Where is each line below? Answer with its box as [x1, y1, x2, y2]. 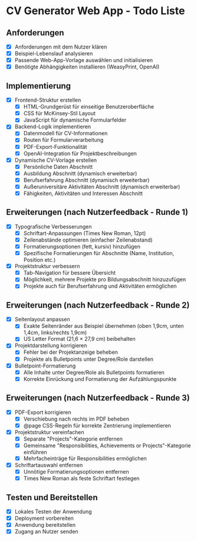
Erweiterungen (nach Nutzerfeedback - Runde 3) [6, 393, 190, 403]
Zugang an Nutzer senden [14, 528, 78, 535]
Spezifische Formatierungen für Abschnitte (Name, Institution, [23, 250, 175, 257]
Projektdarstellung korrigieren [14, 342, 87, 349]
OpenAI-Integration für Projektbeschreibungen [23, 149, 137, 157]
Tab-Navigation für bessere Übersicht [23, 269, 116, 276]
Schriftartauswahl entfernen [14, 462, 83, 468]
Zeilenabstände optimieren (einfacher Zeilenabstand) [23, 236, 153, 243]
